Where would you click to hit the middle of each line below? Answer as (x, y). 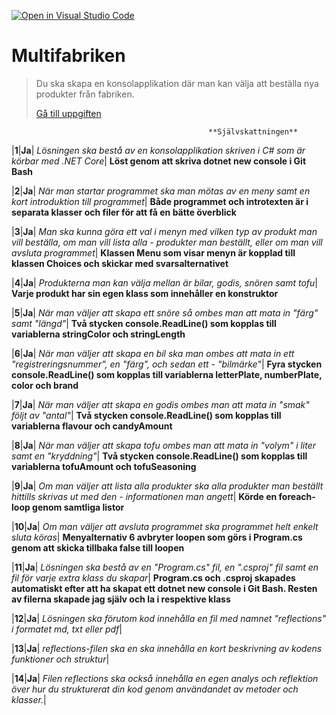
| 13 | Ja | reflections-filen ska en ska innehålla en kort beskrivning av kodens (167, 648)
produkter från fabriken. (85, 94)
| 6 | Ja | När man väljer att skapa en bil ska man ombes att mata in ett (153, 353)
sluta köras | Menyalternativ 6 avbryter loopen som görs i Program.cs (157, 537)
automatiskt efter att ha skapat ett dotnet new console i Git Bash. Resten (164, 588)
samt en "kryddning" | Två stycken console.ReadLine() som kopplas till (159, 456)
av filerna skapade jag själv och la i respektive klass (121, 599)
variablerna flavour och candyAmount (92, 426)
